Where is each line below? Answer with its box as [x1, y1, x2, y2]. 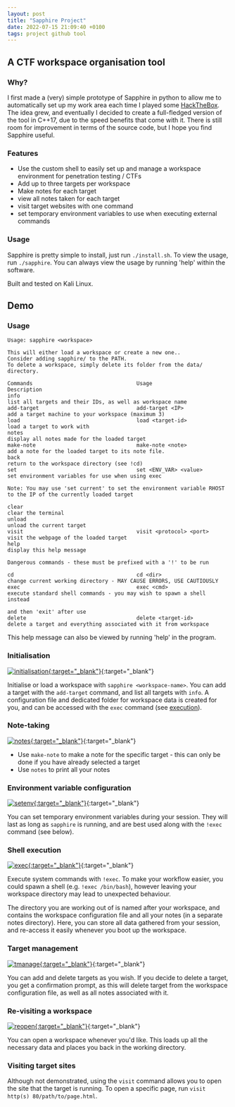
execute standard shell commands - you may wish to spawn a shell [7, 590, 206, 597]
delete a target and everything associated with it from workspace [7, 621, 210, 628]
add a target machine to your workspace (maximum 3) [7, 411, 165, 418]
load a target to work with [7, 423, 90, 430]
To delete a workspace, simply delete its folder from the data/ [7, 361, 203, 369]
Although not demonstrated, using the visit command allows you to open [7, 1077, 222, 1085]
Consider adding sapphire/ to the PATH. [7, 356, 128, 363]
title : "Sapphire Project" [7, 17, 87, 24]
